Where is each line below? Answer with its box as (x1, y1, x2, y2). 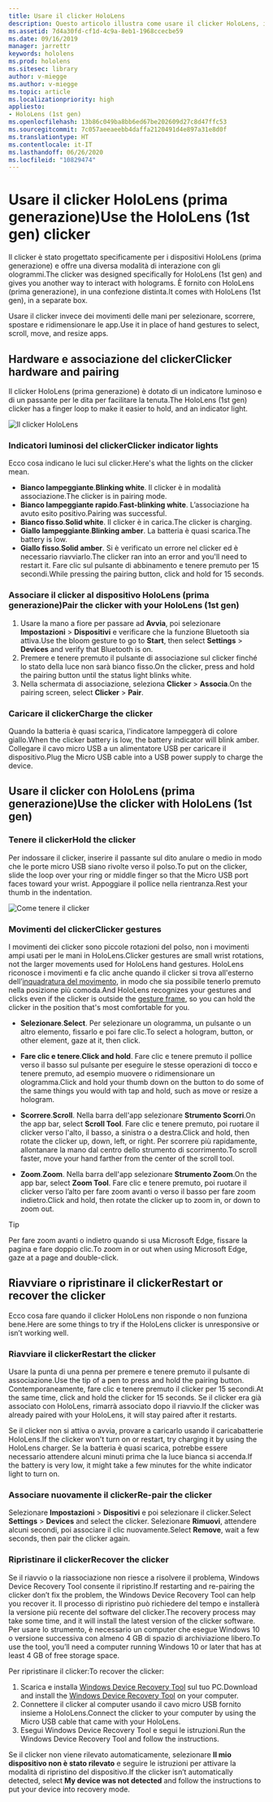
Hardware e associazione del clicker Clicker (8, 352, 232, 366)
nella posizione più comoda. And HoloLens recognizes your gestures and (8, 985, 252, 995)
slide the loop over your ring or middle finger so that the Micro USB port (8, 870, 249, 880)
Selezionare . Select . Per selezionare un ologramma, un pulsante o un (19, 1018, 252, 1028)
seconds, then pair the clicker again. (8, 1533, 131, 1543)
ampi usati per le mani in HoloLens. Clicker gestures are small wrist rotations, (8, 950, 264, 960)
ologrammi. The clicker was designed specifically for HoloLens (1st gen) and (8, 269, 262, 279)
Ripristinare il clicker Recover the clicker (8, 1554, 169, 1565)
